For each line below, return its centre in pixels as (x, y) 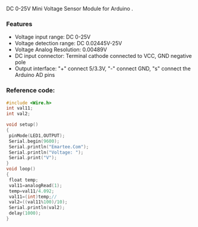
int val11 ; (20, 108)
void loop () (21, 169)
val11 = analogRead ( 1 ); (35, 185)
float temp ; (23, 180)
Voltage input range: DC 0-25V (53, 37)
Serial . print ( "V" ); (33, 158)
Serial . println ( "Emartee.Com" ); (49, 147)
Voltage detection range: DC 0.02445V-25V (68, 43)
